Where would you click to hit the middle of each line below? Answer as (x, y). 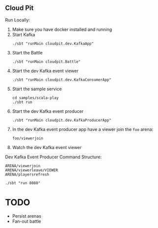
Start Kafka (24, 34)
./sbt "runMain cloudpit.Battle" (46, 62)
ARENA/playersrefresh (27, 174)
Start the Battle (27, 52)
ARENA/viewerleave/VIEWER (31, 170)
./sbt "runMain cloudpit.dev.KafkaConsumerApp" (62, 80)
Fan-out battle (26, 221)
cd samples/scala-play (35, 98)
